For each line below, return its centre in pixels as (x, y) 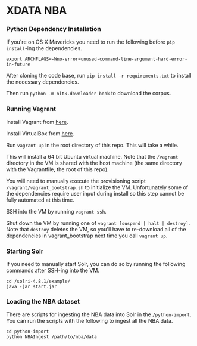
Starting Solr (25, 251)
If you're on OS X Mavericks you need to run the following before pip (91, 42)
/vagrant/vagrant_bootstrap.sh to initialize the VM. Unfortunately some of (97, 187)
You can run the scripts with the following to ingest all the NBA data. (90, 321)
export (14, 59)
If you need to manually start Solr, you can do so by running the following (96, 264)
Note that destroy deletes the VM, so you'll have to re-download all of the (96, 229)
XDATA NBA (37, 10)
